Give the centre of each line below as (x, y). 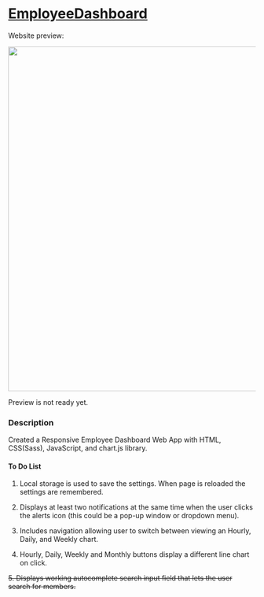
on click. (33, 563)
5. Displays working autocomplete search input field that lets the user (120, 578)
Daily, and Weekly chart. (59, 540)
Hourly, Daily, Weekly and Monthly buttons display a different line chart (134, 554)
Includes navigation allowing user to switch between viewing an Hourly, (135, 531)
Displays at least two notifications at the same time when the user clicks (136, 507)
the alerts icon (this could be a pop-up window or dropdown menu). (129, 516)
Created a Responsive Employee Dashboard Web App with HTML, (115, 440)
